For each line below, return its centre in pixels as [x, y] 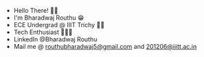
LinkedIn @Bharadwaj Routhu [55, 39]
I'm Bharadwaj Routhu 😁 [49, 18]
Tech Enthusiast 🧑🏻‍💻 [43, 32]
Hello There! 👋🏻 [36, 11]
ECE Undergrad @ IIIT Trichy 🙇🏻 [59, 25]
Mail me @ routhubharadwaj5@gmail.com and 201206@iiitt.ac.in [105, 46]
